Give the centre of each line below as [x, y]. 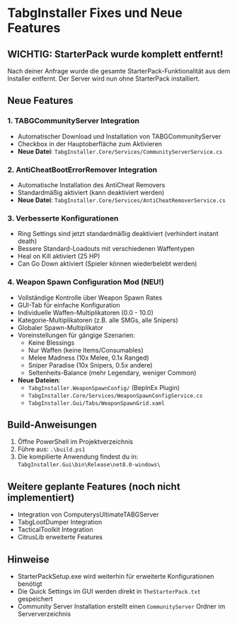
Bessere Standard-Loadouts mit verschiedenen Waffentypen [106, 249]
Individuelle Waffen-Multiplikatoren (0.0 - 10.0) [85, 312]
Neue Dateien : [39, 380]
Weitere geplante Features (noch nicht [94, 487]
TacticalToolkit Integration [55, 530]
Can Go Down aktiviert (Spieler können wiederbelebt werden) [107, 264]
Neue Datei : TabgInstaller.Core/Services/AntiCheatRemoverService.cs [122, 200]
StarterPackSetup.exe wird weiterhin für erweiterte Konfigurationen [116, 577]
